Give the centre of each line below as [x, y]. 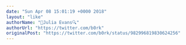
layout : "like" [25, 17]
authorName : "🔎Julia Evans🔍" [43, 22]
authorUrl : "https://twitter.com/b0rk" [55, 28]
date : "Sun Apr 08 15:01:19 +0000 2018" [57, 11]
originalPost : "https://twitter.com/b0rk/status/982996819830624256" [94, 33]
